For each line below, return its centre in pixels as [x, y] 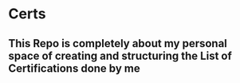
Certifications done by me [75, 68]
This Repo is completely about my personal [118, 43]
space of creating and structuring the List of [120, 55]
